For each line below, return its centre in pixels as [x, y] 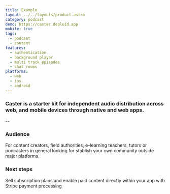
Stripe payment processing [33, 186]
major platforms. [22, 156]
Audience [18, 134]
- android [20, 86]
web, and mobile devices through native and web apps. [75, 110]
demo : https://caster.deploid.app [42, 24]
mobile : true [19, 29]
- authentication [28, 52]
